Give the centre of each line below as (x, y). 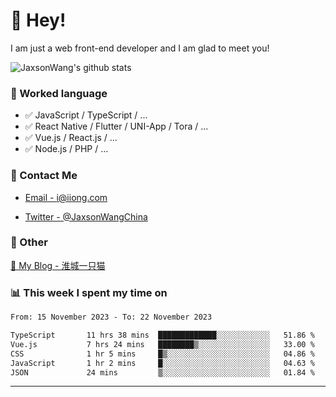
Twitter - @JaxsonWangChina (86, 216)
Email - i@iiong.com (66, 197)
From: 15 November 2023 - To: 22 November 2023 (111, 317)
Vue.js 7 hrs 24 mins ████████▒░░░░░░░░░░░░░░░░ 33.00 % (162, 344)
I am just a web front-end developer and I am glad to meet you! (140, 48)
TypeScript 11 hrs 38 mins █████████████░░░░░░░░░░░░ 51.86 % (162, 335)
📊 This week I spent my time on (89, 292)
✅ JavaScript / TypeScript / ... (86, 115)
